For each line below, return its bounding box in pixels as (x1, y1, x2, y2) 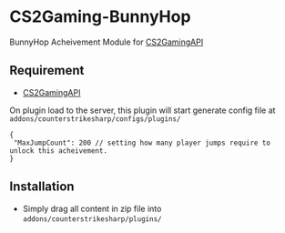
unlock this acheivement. (9, 146, 107, 156)
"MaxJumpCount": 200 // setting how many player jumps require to (13, 138, 271, 147)
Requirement (9, 63, 85, 78)
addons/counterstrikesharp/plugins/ (22, 214, 162, 224)
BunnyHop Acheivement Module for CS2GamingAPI (9, 36, 204, 47)
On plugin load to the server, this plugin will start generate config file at (9, 105, 276, 116)
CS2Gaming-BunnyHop (9, 6, 191, 27)
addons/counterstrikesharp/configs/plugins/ (9, 114, 181, 124)
